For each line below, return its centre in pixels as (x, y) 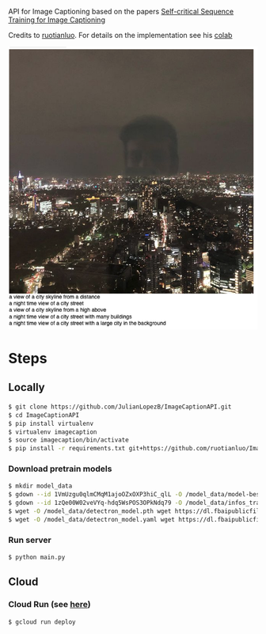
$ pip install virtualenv (51, 423)
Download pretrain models (60, 469)
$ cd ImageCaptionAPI (44, 415)
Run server (30, 540)
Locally (27, 387)
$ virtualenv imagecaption (53, 432)
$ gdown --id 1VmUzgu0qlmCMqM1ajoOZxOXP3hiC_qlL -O (95, 495)
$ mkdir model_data (40, 486)
